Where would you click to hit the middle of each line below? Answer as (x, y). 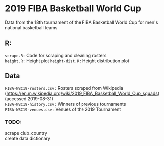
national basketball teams (31, 27)
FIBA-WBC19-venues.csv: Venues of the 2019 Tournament (63, 109)
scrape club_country (26, 133)
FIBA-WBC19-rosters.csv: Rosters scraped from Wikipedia (64, 88)
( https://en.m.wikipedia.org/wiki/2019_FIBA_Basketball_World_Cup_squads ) (82, 93)
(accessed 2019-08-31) (29, 99)
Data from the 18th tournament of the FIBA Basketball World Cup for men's (82, 22)
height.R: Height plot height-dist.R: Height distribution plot (67, 61)
